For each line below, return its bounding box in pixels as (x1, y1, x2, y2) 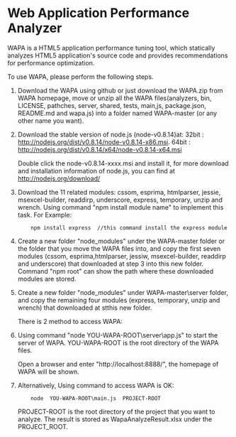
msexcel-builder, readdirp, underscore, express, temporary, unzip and (17, 195, 223, 204)
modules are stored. (17, 274, 77, 283)
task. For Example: (17, 210, 72, 219)
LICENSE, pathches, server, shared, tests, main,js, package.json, (17, 101, 207, 109)
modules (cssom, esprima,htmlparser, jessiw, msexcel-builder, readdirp (17, 252, 227, 260)
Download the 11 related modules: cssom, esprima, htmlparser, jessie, (17, 188, 221, 196)
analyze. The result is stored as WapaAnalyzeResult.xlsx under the (17, 414, 213, 423)
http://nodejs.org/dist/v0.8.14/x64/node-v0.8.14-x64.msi (17, 145, 182, 153)
